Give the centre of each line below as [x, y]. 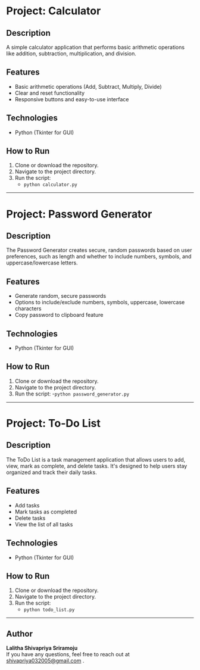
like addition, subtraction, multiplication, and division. [71, 54]
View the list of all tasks [44, 524]
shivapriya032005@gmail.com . [45, 661]
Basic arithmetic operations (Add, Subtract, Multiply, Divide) [88, 86]
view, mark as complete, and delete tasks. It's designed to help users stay [97, 466]
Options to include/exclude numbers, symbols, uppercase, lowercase [100, 303]
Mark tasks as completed [46, 512]
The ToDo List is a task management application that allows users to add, [96, 459]
